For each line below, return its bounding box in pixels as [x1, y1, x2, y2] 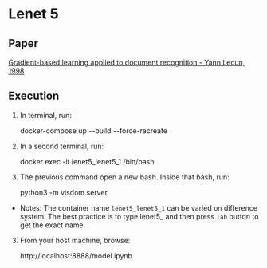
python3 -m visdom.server [19, 187, 108, 197]
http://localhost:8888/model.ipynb [19, 250, 133, 260]
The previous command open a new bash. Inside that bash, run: [19, 172, 230, 182]
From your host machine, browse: [19, 235, 131, 245]
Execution [8, 89, 60, 103]
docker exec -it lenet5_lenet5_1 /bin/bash [19, 156, 155, 166]
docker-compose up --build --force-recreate [19, 125, 168, 136]
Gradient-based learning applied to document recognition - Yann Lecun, [8, 57, 245, 67]
